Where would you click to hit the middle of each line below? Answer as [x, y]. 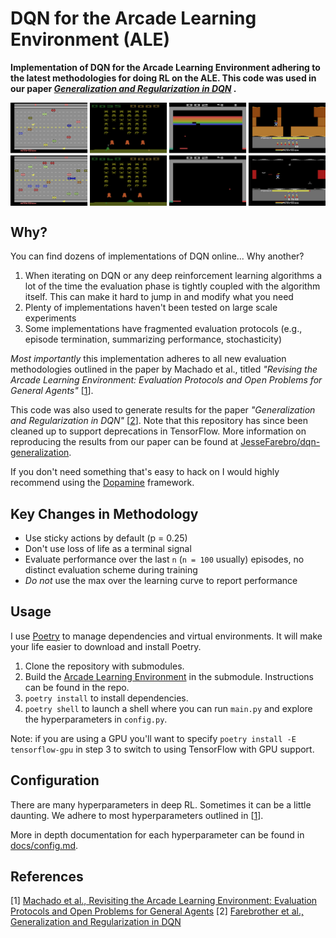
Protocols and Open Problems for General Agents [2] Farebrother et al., [157, 911]
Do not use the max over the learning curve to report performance [161, 580]
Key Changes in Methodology [104, 513]
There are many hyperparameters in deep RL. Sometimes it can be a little [161, 804]
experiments [50, 318]
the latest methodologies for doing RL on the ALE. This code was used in [163, 78]
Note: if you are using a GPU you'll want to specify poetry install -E [153, 738]
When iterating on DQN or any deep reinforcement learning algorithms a [173, 276]
